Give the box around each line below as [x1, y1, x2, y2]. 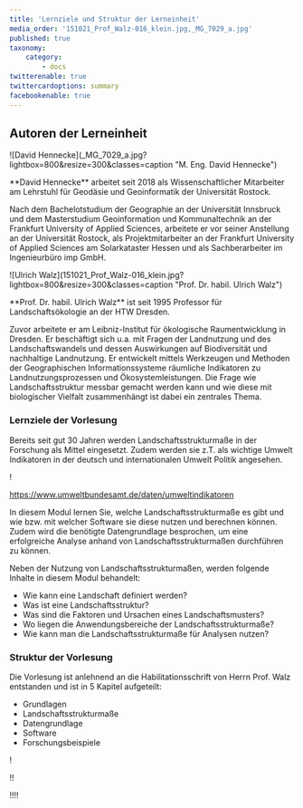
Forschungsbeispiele [22, 737, 101, 748]
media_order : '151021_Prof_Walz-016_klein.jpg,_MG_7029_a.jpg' [9, 24, 253, 34]
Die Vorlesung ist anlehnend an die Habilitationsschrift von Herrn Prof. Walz [9, 671, 291, 683]
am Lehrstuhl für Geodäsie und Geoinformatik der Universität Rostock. [9, 187, 271, 197]
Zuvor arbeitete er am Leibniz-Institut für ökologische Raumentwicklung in [9, 324, 287, 335]
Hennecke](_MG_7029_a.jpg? [37, 149, 147, 160]
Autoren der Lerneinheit [9, 126, 147, 141]
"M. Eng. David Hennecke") [175, 159, 278, 170]
